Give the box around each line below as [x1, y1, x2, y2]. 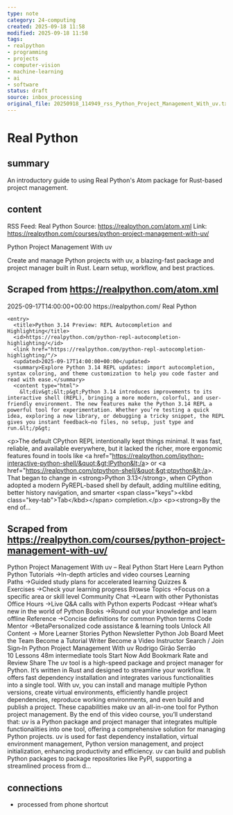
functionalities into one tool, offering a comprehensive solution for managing [7, 725, 225, 733]
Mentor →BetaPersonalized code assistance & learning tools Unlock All [7, 622, 210, 631]
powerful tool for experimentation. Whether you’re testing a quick [7, 406, 209, 413]
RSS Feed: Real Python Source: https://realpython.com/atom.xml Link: [7, 222, 207, 230]
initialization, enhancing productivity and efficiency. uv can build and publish [7, 747, 226, 755]
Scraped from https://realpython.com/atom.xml [7, 283, 219, 295]
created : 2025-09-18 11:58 [7, 23, 85, 30]
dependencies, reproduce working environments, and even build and [7, 696, 205, 704]
